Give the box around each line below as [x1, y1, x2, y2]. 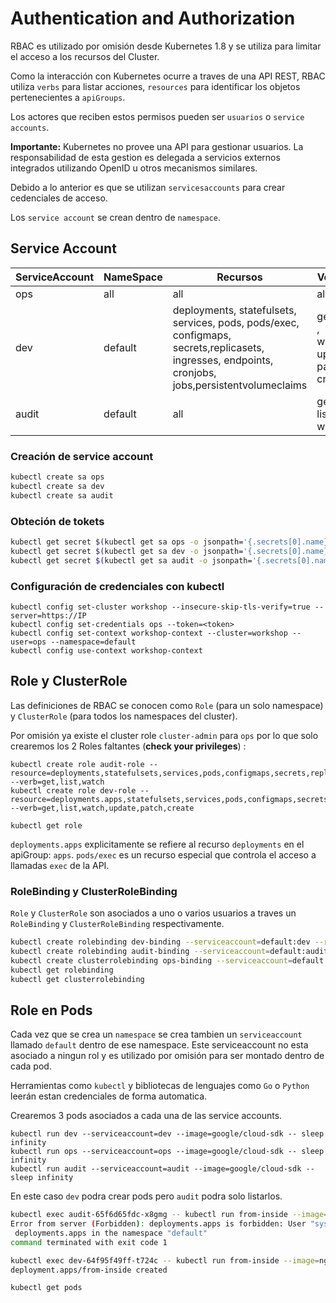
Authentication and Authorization [10, 7, 296, 30]
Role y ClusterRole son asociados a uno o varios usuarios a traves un [10, 907, 297, 919]
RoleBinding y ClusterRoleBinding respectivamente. [10, 918, 225, 929]
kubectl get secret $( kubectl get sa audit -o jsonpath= [10, 555, 253, 566]
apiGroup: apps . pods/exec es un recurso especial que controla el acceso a [10, 848, 317, 861]
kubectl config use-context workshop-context [10, 645, 203, 656]
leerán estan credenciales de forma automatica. [10, 1090, 208, 1102]
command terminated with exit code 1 [10, 1237, 168, 1247]
